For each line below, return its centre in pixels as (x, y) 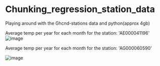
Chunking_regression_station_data (80, 9)
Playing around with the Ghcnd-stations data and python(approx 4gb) (78, 23)
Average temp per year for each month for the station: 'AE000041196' (77, 33)
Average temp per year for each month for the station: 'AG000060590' (79, 48)
